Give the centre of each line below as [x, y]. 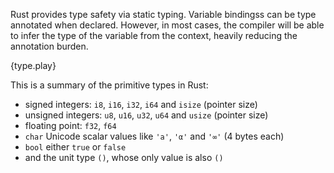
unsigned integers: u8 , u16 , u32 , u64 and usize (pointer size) [146, 115]
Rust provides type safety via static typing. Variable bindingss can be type [163, 14]
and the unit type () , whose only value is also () [124, 157]
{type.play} [33, 65]
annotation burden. [49, 46]
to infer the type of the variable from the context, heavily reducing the [154, 35]
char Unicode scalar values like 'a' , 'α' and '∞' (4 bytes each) [154, 136]
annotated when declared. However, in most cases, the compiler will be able [167, 25]
